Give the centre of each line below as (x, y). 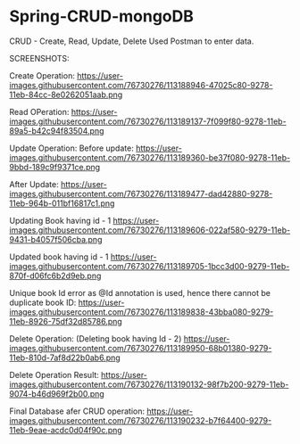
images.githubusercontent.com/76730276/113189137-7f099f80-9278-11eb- (148, 121)
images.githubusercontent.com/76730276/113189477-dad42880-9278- (141, 193)
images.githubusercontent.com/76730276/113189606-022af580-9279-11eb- (150, 230)
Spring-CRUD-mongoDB (101, 16)
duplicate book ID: (43, 302)
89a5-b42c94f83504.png (57, 130)
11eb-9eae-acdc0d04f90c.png (66, 430)
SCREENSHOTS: (39, 58)
